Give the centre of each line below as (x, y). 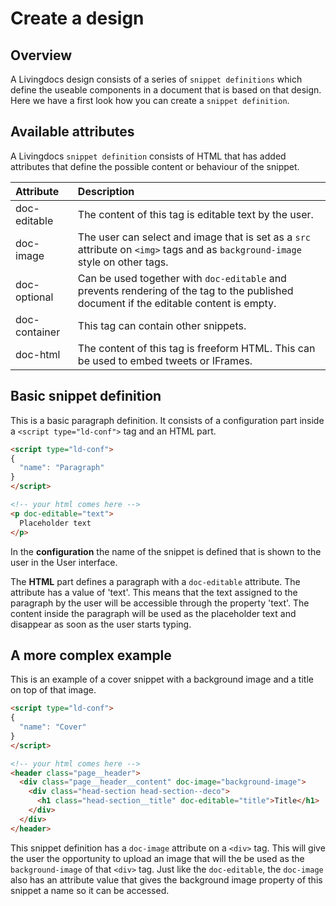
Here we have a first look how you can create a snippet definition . (150, 100)
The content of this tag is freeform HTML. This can (196, 348)
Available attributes (72, 132)
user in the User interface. (64, 562)
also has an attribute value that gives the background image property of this (166, 879)
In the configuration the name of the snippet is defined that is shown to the (166, 551)
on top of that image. (53, 690)
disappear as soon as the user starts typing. (101, 624)
